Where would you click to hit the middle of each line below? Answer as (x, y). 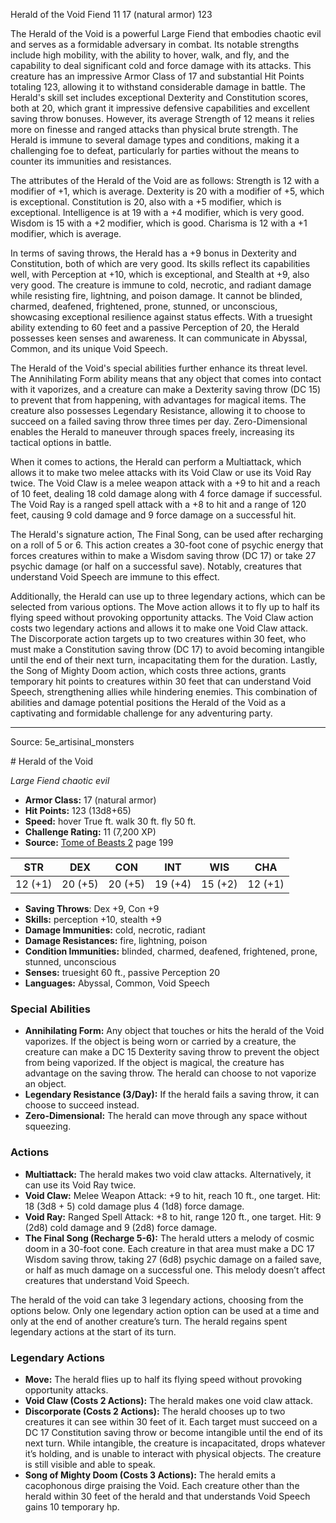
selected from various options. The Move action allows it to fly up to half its (165, 607)
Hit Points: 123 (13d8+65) (78, 810)
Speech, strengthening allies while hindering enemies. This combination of (164, 692)
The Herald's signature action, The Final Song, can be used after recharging (167, 534)
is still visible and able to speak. (90, 1464)
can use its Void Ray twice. (80, 1185)
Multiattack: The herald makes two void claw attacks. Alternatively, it (168, 1174)
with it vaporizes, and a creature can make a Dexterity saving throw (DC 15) (166, 389)
